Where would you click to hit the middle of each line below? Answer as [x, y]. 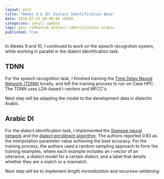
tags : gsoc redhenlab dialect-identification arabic [60, 28]
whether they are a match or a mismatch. [47, 161]
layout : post [18, 10]
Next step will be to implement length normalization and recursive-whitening [82, 171]
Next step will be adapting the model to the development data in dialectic [79, 98]
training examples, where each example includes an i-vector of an [72, 151]
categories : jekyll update [33, 23]
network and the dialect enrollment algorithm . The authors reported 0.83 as [81, 136]
